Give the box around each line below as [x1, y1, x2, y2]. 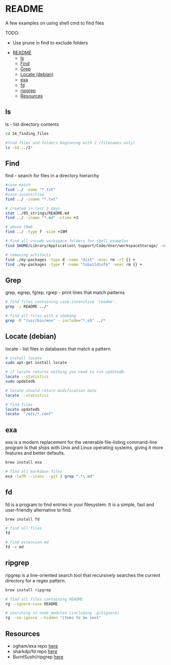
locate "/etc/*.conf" [5, 411, 53, 417]
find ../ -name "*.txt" [5, 187, 56, 193]
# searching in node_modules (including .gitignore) [5, 610, 120, 616]
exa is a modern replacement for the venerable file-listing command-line [5, 439, 157, 445]
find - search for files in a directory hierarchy [5, 173, 99, 179]
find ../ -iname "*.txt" [5, 197, 58, 202]
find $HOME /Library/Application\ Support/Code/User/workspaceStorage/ [5, 243, 158, 248]
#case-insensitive [5, 192, 44, 197]
